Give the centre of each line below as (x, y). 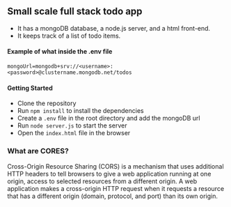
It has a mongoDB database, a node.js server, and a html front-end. (114, 28)
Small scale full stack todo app (75, 11)
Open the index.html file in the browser (74, 133)
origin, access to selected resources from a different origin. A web (102, 181)
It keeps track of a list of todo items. (69, 36)
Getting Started (30, 88)
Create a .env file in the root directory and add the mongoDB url (109, 118)
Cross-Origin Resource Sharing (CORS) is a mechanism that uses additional (115, 166)
